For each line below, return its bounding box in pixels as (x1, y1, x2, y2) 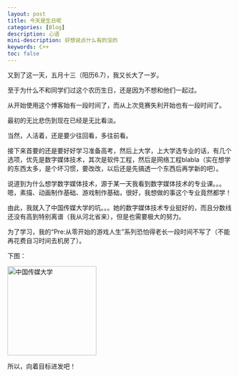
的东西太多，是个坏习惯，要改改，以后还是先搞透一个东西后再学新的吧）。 (7, 164, 223, 172)
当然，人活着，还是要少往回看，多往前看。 (7, 131, 132, 140)
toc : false (7, 51, 40, 58)
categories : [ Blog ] (7, 24, 65, 31)
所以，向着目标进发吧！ (7, 361, 76, 371)
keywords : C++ (7, 43, 50, 51)
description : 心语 (7, 30, 60, 38)
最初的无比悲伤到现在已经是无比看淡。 (7, 115, 119, 125)
